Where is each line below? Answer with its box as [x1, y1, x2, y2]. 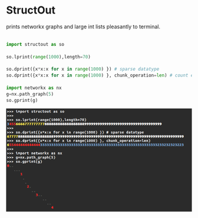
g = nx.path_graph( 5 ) [6, 91, 54, 97]
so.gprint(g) [6, 97, 38, 103]
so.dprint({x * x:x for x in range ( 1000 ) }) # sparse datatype [6, 66, 160, 72]
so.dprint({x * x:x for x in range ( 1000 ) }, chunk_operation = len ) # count [6, 72, 189, 78]
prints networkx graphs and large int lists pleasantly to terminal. [6, 23, 161, 30]
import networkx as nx [6, 85, 62, 91]
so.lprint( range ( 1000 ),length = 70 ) [6, 54, 91, 60]
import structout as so [6, 41, 65, 47]
